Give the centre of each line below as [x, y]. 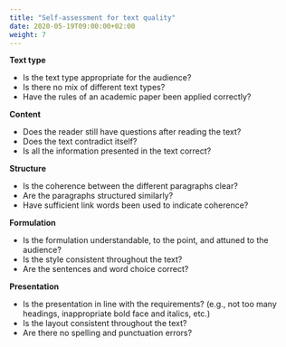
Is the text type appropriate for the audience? [107, 78]
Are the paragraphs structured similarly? [98, 196]
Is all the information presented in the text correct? [117, 151]
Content [25, 115]
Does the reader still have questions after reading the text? [132, 132]
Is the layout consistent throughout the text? [105, 324]
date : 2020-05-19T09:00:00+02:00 [72, 26]
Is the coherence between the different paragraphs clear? [130, 186]
